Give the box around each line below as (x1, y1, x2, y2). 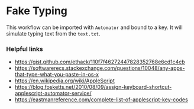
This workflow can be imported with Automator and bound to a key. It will (6, 24, 183, 31)
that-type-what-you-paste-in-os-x (14, 71, 99, 78)
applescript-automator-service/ (14, 90, 92, 97)
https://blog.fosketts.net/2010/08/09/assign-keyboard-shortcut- (14, 84, 172, 91)
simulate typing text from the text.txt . (6, 30, 101, 37)
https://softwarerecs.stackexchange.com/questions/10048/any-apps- (14, 65, 185, 72)
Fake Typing (6, 4, 68, 18)
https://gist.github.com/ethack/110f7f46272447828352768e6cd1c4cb (14, 58, 185, 66)
